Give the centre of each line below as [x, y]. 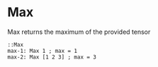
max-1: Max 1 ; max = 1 [43, 51]
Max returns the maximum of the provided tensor [79, 32]
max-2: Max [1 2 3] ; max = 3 [52, 57]
